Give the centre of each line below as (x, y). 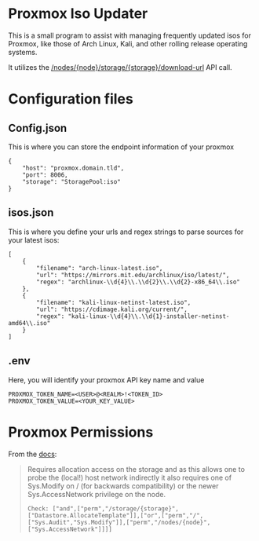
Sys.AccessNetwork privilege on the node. (97, 494)
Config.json (38, 128)
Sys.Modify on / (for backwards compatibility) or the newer (123, 486)
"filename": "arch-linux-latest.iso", (100, 268)
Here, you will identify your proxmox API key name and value (106, 380)
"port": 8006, (45, 175)
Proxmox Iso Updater (78, 14)
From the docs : (33, 454)
